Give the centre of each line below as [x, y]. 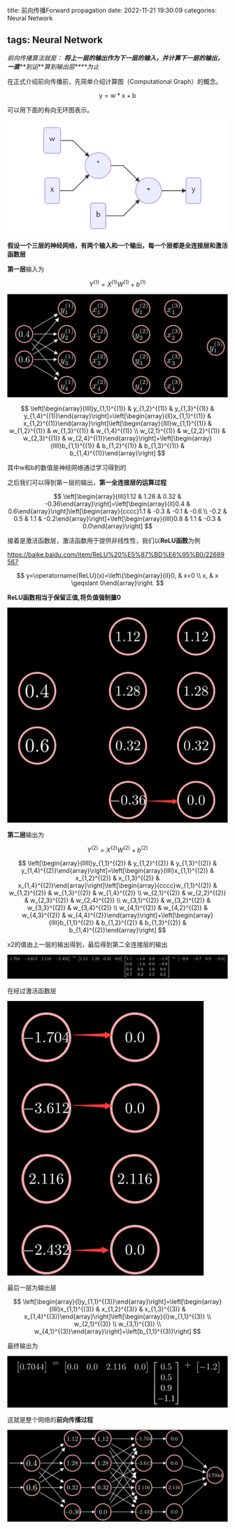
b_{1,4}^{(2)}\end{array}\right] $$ [117, 930]
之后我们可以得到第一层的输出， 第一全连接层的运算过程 [87, 482]
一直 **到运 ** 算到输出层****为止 [54, 66]
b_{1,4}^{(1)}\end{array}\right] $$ [117, 453]
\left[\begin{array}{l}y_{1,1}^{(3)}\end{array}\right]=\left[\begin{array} [122, 1301]
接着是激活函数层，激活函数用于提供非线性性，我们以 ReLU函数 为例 [104, 540]
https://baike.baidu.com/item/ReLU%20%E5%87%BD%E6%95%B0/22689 [116, 554]
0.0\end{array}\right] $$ [117, 526]
